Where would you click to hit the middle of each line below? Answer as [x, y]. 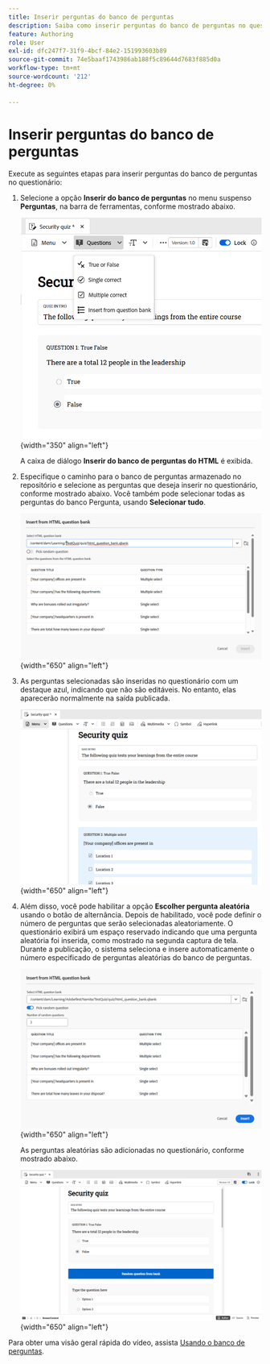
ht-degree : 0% [32, 85]
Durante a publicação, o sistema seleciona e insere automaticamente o [137, 949]
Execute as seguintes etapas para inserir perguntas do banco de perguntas [133, 174]
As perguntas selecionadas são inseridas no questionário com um [129, 680]
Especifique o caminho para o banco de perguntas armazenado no [131, 476]
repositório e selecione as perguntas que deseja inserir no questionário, [139, 484]
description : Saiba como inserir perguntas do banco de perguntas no [127, 25]
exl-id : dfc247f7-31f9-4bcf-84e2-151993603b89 [88, 51]
